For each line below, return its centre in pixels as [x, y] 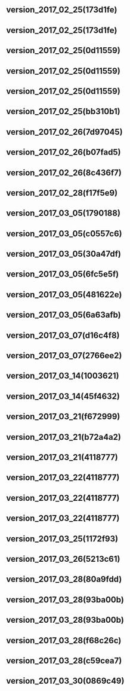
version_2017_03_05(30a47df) [64, 254]
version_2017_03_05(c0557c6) [64, 234]
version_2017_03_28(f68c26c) [64, 640]
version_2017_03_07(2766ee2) [64, 356]
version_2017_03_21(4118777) [62, 457]
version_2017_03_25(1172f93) [62, 539]
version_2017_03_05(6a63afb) [64, 315]
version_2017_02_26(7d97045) [65, 132]
